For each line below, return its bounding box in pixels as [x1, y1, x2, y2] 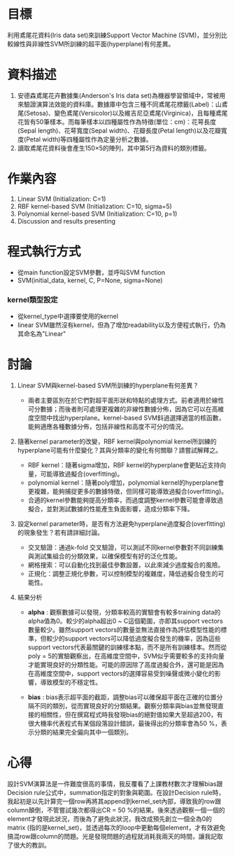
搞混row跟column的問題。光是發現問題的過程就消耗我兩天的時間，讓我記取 [7, 831, 224, 841]
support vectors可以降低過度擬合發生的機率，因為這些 [64, 634, 222, 642]
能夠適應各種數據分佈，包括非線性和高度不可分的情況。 [27, 422, 187, 431]
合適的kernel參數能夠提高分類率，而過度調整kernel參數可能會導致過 [27, 495, 224, 504]
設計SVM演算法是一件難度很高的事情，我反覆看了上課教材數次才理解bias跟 [7, 779, 223, 788]
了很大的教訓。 [7, 841, 50, 849]
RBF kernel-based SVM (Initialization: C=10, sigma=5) [17, 202, 173, 210]
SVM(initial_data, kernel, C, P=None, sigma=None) [17, 276, 163, 284]
